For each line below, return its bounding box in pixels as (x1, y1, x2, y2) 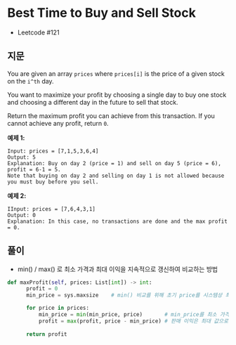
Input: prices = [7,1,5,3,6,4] (7, 148, 99, 155)
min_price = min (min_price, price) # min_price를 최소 (38, 311, 217, 318)
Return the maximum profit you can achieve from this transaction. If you (7, 111, 216, 120)
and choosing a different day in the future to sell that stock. (7, 98, 178, 106)
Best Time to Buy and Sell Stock (7, 5, 197, 21)
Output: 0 (7, 211, 37, 219)
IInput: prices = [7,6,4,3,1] (7, 205, 96, 212)
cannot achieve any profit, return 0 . (7, 119, 109, 127)
